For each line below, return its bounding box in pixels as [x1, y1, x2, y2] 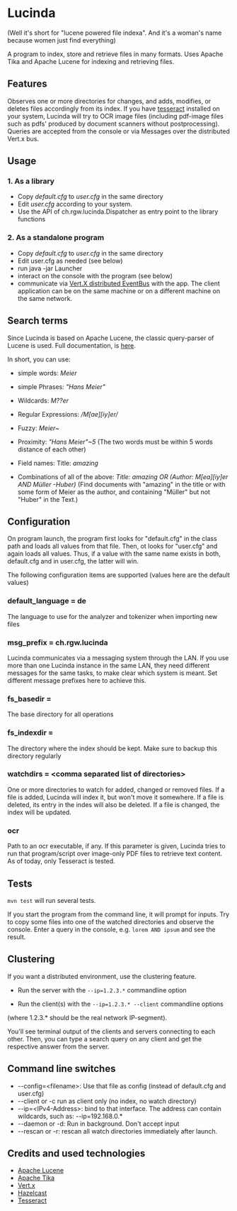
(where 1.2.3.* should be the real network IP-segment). [7, 1013, 168, 1021]
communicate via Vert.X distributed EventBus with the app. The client [17, 279, 221, 287]
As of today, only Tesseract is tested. [7, 857, 115, 865]
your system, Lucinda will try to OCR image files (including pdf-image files [7, 111, 224, 120]
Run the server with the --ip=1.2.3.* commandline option [17, 985, 187, 994]
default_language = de [7, 596, 87, 606]
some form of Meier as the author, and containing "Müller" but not [17, 488, 211, 496]
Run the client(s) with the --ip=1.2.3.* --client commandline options [17, 999, 224, 1008]
